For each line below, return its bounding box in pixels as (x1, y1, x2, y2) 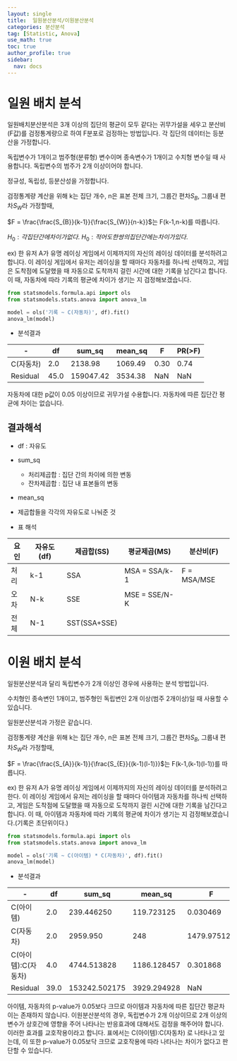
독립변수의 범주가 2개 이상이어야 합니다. (33, 162, 143, 170)
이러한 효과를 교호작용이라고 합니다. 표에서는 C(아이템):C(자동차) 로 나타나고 (7, 1029, 217, 1037)
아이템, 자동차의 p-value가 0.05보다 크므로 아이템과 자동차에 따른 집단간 (7, 1002, 207, 1011)
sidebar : (7, 56, 33, 63)
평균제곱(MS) (128, 547, 171, 557)
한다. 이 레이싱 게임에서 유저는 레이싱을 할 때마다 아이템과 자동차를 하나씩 (7, 792, 209, 801)
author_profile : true (7, 50, 71, 57)
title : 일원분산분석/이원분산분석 (7, 17, 94, 24)
